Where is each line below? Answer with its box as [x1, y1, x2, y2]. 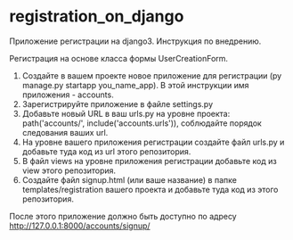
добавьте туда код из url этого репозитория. [21, 145, 191, 157]
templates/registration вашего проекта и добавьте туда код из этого [21, 184, 279, 194]
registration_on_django [9, 6, 184, 27]
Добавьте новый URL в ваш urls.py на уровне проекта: [21, 108, 231, 119]
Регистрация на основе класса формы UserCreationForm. [9, 53, 229, 63]
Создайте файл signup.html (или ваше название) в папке [21, 174, 238, 185]
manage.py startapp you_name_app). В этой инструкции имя [21, 79, 249, 90]
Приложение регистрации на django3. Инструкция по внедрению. [9, 36, 262, 46]
